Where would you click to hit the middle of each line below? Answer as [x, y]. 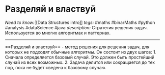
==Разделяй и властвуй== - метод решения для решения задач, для [77, 47]
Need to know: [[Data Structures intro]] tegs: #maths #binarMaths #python [80, 22]
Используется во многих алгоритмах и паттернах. [58, 33]
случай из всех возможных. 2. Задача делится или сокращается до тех [80, 62]
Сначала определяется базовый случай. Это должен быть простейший [80, 57]
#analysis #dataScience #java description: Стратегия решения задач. [77, 27]
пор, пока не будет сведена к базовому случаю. [56, 67]
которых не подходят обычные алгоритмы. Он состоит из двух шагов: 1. [81, 52]
